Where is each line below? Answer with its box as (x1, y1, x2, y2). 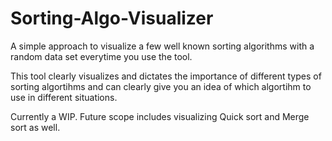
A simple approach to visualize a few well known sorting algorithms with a (10, 40, 315, 52)
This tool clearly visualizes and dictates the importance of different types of (10, 70, 322, 82)
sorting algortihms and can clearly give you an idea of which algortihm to (10, 80, 312, 92)
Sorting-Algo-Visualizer (10, 7, 214, 30)
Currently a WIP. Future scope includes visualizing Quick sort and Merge (10, 110, 310, 122)
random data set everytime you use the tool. (10, 50, 193, 62)
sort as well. (10, 121, 61, 133)
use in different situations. (10, 91, 118, 103)
